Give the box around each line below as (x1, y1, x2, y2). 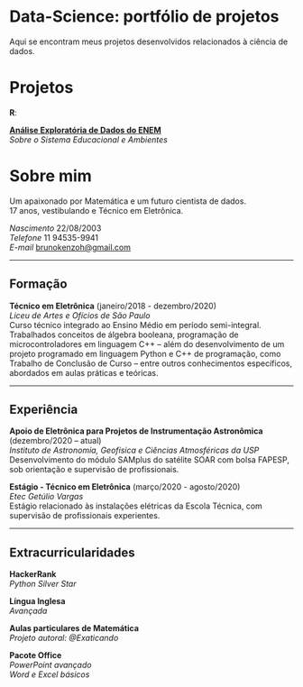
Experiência (9, 402, 78, 417)
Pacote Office (9, 650, 62, 661)
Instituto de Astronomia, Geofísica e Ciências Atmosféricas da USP (9, 444, 260, 456)
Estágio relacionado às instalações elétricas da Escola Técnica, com (9, 500, 263, 511)
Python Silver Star (9, 579, 77, 590)
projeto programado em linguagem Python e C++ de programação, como (9, 348, 281, 359)
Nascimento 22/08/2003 (9, 223, 102, 234)
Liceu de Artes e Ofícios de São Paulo (9, 309, 151, 321)
